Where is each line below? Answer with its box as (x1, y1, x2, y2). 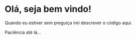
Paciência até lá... (5, 29, 41, 35)
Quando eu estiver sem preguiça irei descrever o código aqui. (5, 20, 132, 26)
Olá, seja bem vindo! (5, 3, 91, 15)
